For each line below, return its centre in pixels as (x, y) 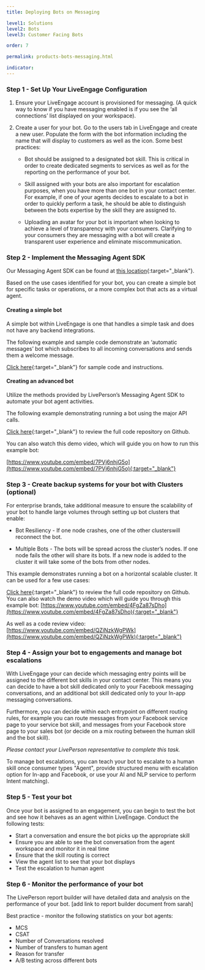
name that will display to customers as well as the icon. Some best (99, 141)
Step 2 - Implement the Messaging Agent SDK (76, 257)
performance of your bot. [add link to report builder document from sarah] (100, 904)
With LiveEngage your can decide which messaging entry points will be (96, 674)
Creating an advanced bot (40, 381)
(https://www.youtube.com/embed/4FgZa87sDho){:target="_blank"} (92, 612)
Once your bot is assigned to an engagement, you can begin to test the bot (101, 810)
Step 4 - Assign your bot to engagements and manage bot (94, 653)
